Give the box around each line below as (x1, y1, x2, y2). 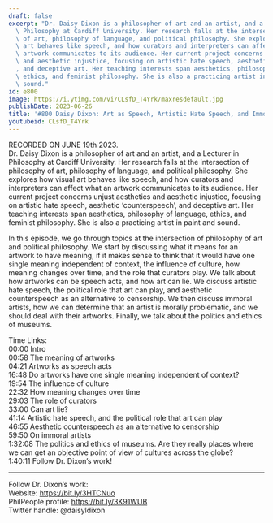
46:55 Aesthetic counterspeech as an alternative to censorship (8, 421, 219, 431)
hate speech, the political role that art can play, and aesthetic (8, 285, 213, 295)
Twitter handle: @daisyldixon (8, 505, 106, 515)
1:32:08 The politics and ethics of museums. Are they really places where (8, 439, 254, 448)
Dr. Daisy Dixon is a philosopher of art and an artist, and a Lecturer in (8, 148, 240, 158)
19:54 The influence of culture (8, 378, 110, 388)
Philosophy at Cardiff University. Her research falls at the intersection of (8, 157, 249, 166)
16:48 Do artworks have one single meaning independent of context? (8, 370, 240, 379)
